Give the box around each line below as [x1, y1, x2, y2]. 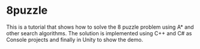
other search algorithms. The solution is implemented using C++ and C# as [6, 29, 192, 36]
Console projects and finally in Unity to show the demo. [6, 36, 144, 43]
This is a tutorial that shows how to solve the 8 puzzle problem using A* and [6, 23, 194, 30]
